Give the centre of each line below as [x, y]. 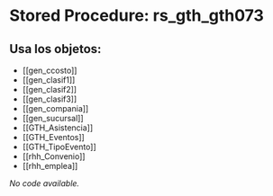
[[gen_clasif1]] [49, 80]
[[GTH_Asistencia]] [58, 128]
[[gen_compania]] [55, 108]
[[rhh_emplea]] [50, 166]
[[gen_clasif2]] [50, 89]
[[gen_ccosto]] [50, 70]
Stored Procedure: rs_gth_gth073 [136, 16]
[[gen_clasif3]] [50, 99]
